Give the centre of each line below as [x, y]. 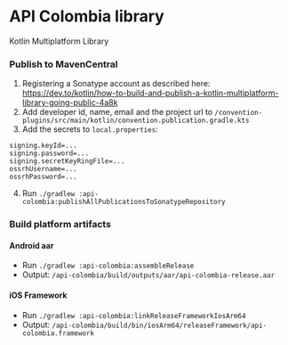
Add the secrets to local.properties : [90, 129]
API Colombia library [87, 16]
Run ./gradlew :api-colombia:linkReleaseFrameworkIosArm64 [134, 315]
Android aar [32, 245]
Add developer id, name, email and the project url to [117, 112]
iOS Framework [38, 295]
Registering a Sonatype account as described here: [116, 84]
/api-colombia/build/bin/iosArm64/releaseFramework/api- [160, 325]
